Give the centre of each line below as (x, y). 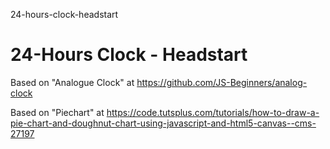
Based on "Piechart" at (57, 112)
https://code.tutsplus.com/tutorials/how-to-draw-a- (213, 112)
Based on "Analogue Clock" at (72, 82)
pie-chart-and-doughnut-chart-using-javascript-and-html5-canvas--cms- (163, 123)
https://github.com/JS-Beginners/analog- (222, 82)
